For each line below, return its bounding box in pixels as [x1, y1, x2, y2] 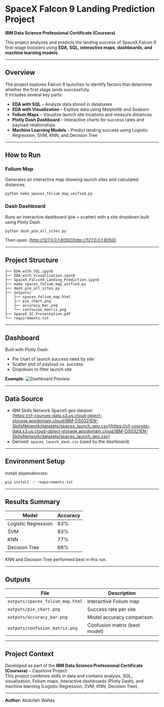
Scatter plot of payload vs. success [12, 361, 83, 367]
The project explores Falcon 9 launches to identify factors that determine [5, 81, 152, 87]
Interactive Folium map [87, 598, 140, 605]
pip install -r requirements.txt [5, 479, 73, 485]
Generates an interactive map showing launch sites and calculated [5, 177, 139, 182]
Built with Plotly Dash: [5, 347, 49, 353]
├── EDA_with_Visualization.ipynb [5, 273, 76, 278]
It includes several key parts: [5, 92, 63, 98]
